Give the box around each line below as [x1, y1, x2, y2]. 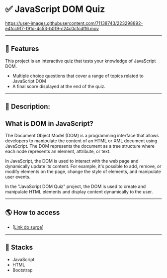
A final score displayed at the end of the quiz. [12, 83, 106, 89]
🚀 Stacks [5, 243, 33, 252]
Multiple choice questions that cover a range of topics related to [12, 73, 144, 79]
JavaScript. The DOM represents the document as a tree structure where [5, 143, 155, 149]
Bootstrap [12, 267, 33, 273]
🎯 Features [5, 45, 39, 53]
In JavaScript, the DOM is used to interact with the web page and [5, 158, 139, 164]
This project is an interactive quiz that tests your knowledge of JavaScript [5, 58, 156, 64]
